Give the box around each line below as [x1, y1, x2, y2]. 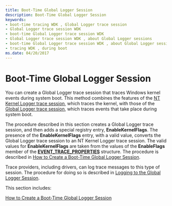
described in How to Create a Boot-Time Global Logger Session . [5, 154, 141, 160]
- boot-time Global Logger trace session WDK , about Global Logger [5, 41, 155, 46]
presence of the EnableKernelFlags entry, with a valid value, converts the [5, 132, 161, 139]
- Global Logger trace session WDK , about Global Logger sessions [5, 36, 153, 42]
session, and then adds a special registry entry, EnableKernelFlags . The [5, 127, 158, 133]
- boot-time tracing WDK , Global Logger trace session [5, 22, 127, 27]
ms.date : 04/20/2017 [5, 50, 50, 55]
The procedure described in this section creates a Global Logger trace [5, 121, 154, 127]
